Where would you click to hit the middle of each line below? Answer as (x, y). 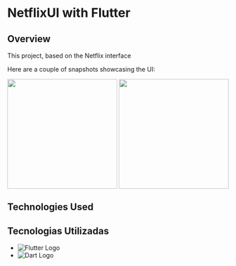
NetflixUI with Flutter (69, 13)
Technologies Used (50, 207)
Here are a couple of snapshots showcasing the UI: (81, 69)
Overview (29, 39)
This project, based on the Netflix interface (69, 55)
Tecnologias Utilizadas (58, 231)
